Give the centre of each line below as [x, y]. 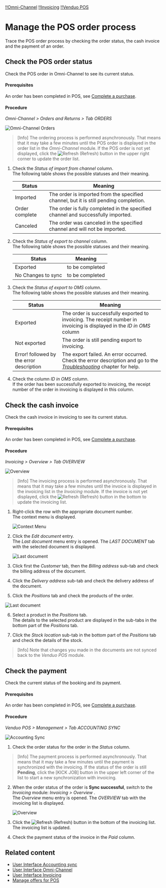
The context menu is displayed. [44, 517]
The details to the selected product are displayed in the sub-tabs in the [84, 620]
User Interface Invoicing [37, 875]
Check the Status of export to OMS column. [57, 288]
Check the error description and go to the [110, 361]
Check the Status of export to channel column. [60, 241]
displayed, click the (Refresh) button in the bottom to [82, 497]
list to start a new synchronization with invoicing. [67, 777]
